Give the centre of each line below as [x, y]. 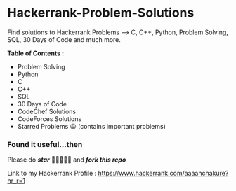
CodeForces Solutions [50, 119]
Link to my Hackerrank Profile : [52, 174]
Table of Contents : [36, 53]
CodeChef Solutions [47, 111]
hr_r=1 [17, 181]
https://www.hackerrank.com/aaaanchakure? [163, 174]
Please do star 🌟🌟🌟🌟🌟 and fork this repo [67, 160]
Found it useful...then [45, 144]
